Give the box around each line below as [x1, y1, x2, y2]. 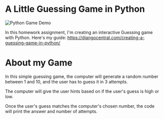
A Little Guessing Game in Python [5, 3, 145, 15]
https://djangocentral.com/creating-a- [67, 35, 145, 40]
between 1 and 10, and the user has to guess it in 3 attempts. [5, 79, 128, 84]
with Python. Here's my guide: [5, 35, 66, 40]
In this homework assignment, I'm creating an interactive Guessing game [5, 29, 153, 35]
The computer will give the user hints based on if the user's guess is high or [5, 88, 159, 94]
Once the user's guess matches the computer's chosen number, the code [5, 103, 155, 109]
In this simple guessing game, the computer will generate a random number [5, 73, 159, 79]
